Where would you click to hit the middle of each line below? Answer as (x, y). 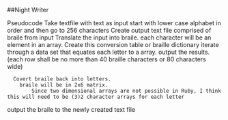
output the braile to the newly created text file (71, 109)
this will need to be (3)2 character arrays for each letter (96, 97)
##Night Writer (28, 10)
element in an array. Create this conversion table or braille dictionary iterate (113, 45)
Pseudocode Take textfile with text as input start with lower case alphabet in (114, 23)
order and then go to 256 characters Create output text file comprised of (109, 30)
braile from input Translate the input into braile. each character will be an (109, 37)
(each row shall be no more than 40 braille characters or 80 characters (106, 59)
